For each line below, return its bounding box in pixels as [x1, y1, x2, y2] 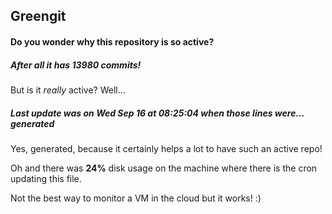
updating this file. [10, 172, 82, 184]
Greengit [10, 8, 67, 25]
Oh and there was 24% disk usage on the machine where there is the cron [10, 162, 318, 174]
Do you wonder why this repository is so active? [10, 35, 215, 48]
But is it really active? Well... [10, 84, 126, 96]
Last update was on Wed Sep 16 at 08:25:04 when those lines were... [10, 107, 305, 119]
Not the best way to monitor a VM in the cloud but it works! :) [10, 192, 262, 204]
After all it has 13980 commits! [10, 59, 142, 71]
